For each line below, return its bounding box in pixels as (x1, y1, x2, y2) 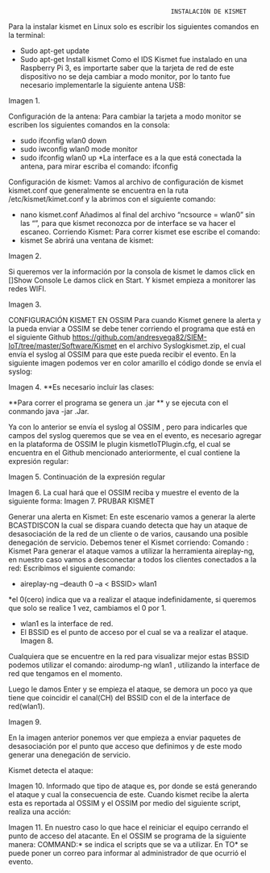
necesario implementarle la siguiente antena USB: (19, 81, 186, 90)
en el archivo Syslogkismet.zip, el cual (118, 341, 246, 350)
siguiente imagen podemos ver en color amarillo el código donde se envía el (8, 358, 262, 367)
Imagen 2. (8, 251, 42, 261)
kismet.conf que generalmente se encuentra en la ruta (8, 186, 189, 195)
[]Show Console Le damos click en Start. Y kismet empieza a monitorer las (8, 275, 256, 285)
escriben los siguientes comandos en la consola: (8, 120, 171, 129)
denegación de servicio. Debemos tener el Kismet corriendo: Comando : (8, 537, 249, 547)
